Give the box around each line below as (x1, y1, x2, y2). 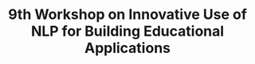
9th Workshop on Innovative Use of (8, 6, 247, 24)
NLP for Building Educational (30, 22, 225, 40)
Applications (84, 40, 171, 57)
